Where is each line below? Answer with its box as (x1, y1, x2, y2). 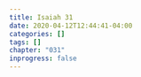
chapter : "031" (9, 46, 66, 55)
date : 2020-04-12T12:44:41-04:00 (9, 21, 133, 30)
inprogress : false (9, 54, 77, 63)
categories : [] (9, 29, 66, 38)
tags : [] (9, 37, 42, 47)
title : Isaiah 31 (9, 12, 74, 22)
